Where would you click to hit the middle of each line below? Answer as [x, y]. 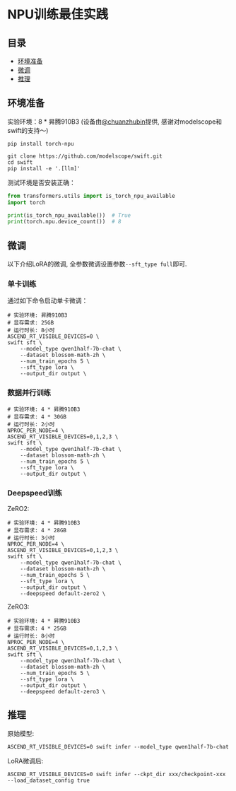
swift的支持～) [28, 130]
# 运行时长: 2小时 [31, 424]
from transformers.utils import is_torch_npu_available [91, 196]
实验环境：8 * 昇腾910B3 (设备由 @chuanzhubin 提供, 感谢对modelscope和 [115, 122]
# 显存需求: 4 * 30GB [37, 417]
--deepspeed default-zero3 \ [63, 692]
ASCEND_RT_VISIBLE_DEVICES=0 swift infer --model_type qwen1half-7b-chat [118, 746]
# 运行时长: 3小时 [31, 538]
